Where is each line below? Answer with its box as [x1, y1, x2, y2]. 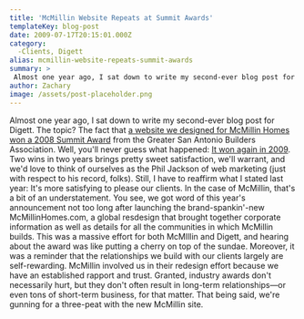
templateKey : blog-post [9, 22, 100, 31]
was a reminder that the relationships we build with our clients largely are [9, 250, 284, 261]
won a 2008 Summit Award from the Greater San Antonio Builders [9, 134, 257, 145]
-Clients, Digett [17, 47, 84, 57]
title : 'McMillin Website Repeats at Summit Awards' [9, 13, 214, 23]
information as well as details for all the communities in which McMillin [9, 221, 274, 232]
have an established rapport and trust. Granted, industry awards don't [9, 270, 271, 281]
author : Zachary [9, 81, 71, 90]
